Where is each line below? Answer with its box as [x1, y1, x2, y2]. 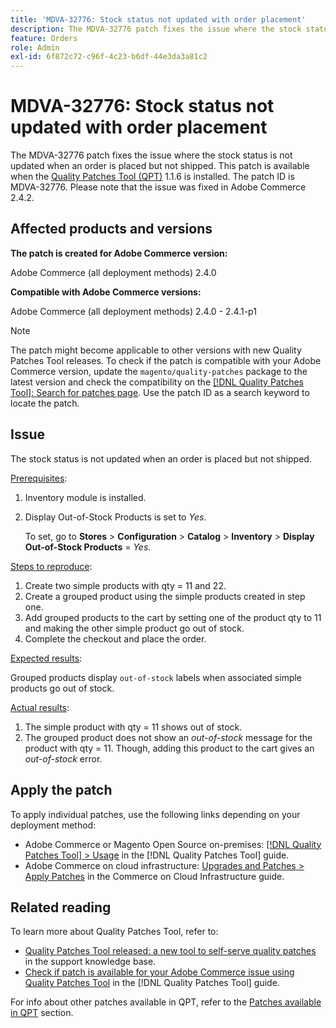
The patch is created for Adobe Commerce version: [10, 247, 228, 259]
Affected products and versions [10, 221, 213, 238]
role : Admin [10, 42, 60, 53]
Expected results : [10, 652, 83, 664]
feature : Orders [10, 33, 78, 43]
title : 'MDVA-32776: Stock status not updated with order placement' [10, 14, 307, 25]
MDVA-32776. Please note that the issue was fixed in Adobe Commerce [10, 181, 307, 193]
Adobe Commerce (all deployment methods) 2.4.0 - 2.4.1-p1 [10, 305, 257, 317]
